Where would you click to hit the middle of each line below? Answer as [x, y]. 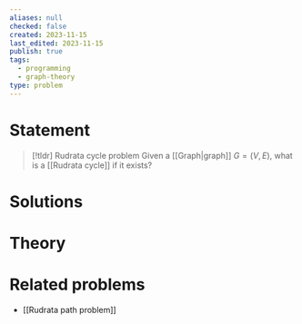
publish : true [36, 52]
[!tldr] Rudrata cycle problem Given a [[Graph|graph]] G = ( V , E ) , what [162, 155]
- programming [44, 69]
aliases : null [36, 18]
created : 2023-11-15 [49, 34]
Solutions [46, 201]
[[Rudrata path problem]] [69, 309]
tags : [20, 60]
